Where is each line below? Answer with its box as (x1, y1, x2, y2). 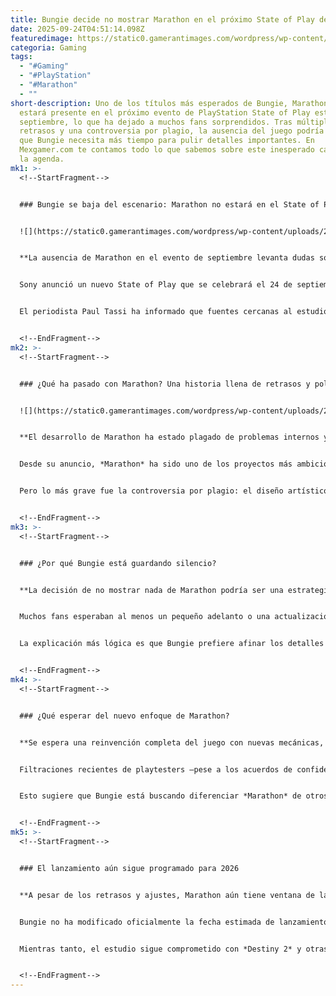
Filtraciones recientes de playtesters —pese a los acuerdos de (19, 764, 293, 775)
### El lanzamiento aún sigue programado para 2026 (19, 863, 240, 873)
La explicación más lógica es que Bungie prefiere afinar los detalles (19, 639, 325, 649)
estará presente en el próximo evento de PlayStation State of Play (19, 107, 311, 118)
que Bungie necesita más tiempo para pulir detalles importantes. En (19, 136, 315, 146)
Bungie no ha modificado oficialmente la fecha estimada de (19, 917, 275, 927)
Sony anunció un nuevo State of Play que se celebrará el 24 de (19, 280, 293, 290)
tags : (10, 52, 33, 62)
